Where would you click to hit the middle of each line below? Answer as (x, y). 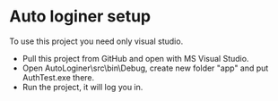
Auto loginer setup (80, 17)
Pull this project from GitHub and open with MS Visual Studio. (135, 58)
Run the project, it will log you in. (83, 87)
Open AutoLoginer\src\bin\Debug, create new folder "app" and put (145, 68)
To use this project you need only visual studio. (96, 41)
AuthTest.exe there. (58, 77)
